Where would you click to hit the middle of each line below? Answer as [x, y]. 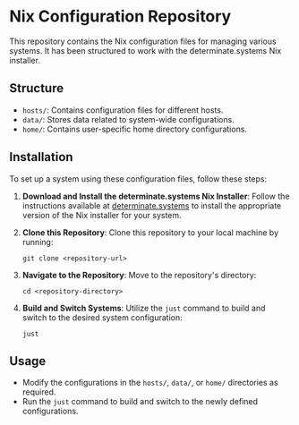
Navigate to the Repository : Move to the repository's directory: [139, 275]
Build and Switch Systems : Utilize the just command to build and [144, 308]
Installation [41, 157]
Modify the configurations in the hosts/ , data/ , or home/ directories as [150, 383]
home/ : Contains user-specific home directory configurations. [135, 129]
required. [39, 392]
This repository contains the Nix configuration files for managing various [143, 41]
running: [38, 242]
